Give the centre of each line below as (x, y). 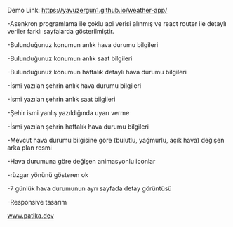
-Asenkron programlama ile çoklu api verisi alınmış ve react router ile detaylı (117, 24)
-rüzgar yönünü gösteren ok (48, 175)
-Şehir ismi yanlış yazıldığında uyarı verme (68, 113)
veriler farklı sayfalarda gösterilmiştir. (61, 31)
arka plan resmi (30, 148)
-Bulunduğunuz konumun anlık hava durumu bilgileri (83, 45)
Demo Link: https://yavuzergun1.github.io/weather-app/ (87, 10)
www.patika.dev (31, 216)
